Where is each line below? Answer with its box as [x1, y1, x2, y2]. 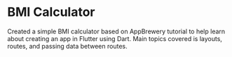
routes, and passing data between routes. [7, 42, 128, 50]
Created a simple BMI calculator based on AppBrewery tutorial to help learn [7, 27, 226, 35]
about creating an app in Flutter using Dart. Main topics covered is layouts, [7, 34, 223, 42]
